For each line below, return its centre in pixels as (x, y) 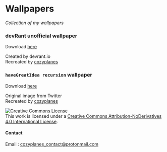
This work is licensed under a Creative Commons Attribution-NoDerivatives (83, 116)
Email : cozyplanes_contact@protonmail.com (52, 144)
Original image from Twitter (34, 96)
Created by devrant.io (28, 56)
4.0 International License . (32, 121)
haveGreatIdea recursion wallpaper (49, 75)
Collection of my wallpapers (35, 23)
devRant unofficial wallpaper (41, 36)
